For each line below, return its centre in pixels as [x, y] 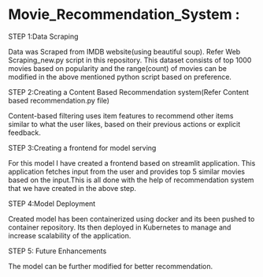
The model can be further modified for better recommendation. [111, 266]
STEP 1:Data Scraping [43, 36]
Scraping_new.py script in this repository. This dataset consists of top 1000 [130, 60]
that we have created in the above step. [72, 188]
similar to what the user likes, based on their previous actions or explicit [124, 124]
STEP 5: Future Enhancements [57, 251]
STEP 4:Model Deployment [52, 204]
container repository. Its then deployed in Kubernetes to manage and [120, 227]
